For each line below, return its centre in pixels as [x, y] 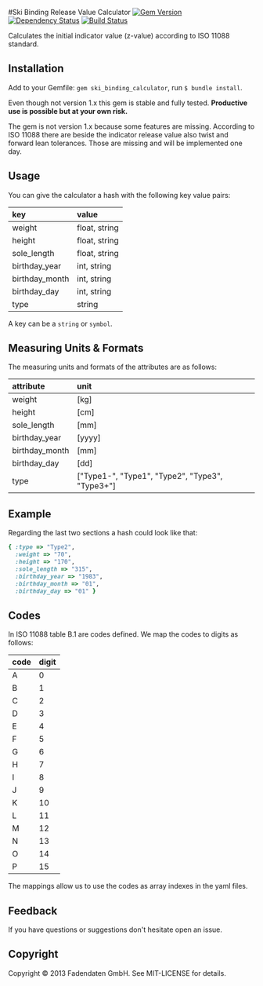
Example [30, 514]
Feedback [33, 911]
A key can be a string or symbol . [60, 323]
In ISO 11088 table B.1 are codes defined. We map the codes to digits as [123, 634]
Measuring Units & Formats [76, 348]
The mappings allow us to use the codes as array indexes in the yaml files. [128, 886]
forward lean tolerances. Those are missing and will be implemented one [125, 143]
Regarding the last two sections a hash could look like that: [103, 533]
